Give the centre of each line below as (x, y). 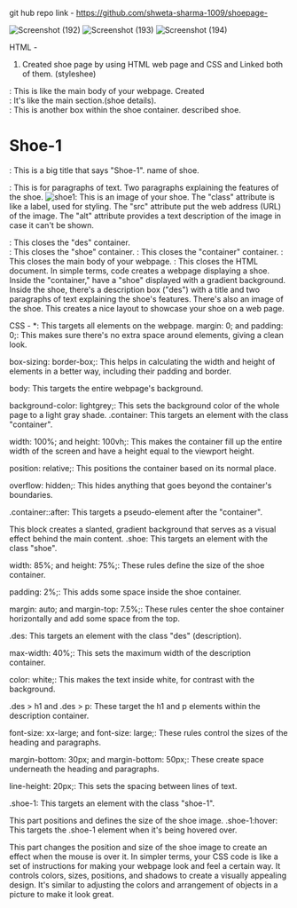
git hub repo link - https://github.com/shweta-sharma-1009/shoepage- (139, 13)
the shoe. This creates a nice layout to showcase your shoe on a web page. (147, 308)
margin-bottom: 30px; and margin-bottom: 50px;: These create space (137, 759)
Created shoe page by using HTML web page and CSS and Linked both (152, 64)
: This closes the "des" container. (70, 242)
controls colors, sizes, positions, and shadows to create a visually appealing (148, 875)
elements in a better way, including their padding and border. (121, 371)
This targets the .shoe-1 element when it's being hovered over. (123, 830)
